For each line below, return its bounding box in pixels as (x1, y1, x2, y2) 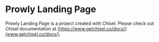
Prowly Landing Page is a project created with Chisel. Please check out (5, 20, 154, 26)
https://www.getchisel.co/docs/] (59, 25, 127, 31)
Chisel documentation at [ (5, 25, 59, 31)
